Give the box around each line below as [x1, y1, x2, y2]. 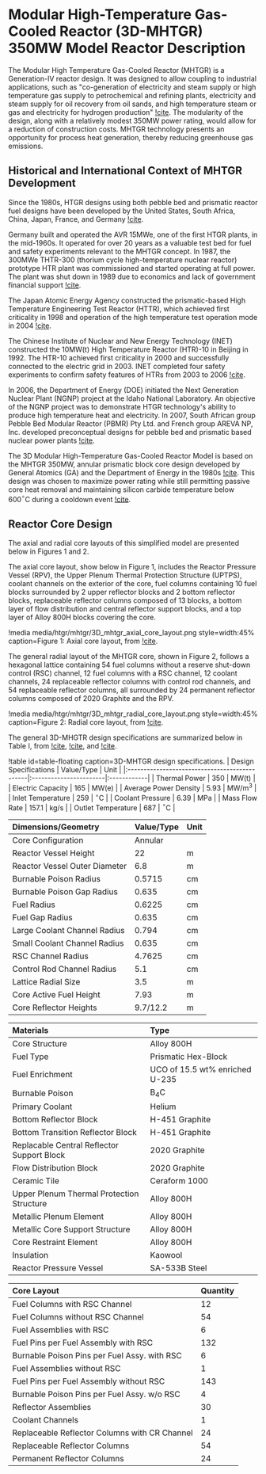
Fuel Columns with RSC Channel [12, 1299, 132, 1310]
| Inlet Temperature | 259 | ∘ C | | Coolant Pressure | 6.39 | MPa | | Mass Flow [8, 791, 257, 802]
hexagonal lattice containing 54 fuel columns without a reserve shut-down [8, 660, 251, 670]
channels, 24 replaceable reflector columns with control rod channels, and [8, 677, 251, 687]
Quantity [200, 1285, 235, 1297]
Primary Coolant [12, 1101, 73, 1112]
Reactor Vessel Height [12, 847, 95, 859]
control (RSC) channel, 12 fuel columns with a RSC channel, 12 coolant [8, 668, 237, 678]
